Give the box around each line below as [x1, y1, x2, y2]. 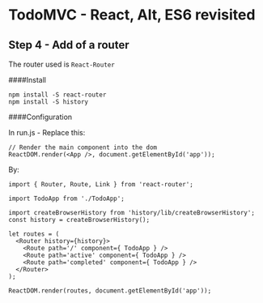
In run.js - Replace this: [8, 128, 86, 137]
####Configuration [8, 112, 73, 122]
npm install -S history [8, 98, 89, 106]
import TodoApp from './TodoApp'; [8, 194, 125, 203]
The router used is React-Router [8, 59, 115, 69]
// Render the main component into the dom [8, 143, 158, 151]
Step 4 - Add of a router [8, 38, 129, 52]
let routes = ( [8, 230, 60, 238]
